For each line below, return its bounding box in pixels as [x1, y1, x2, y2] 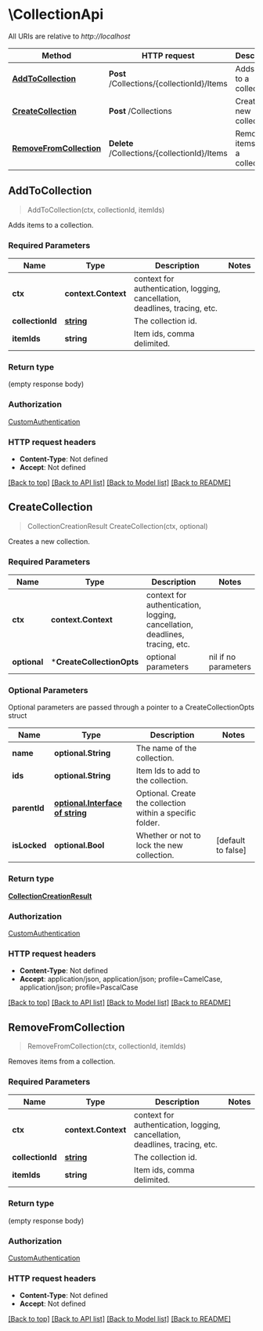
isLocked [12, 840, 47, 851]
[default [216, 835, 246, 846]
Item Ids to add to [135, 765, 201, 776]
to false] [216, 845, 247, 856]
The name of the [135, 743, 197, 754]
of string [54, 808, 88, 819]
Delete [108, 137, 134, 148]
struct [8, 711, 27, 720]
